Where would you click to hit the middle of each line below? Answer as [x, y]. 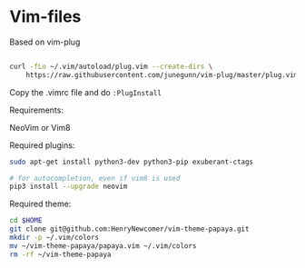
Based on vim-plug [45, 42]
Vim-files [45, 17]
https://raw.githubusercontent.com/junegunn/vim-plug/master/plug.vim [162, 74]
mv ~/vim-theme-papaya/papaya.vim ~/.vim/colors [103, 246]
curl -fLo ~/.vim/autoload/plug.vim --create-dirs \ [111, 66]
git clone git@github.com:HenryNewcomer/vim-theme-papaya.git [129, 229]
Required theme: [40, 204]
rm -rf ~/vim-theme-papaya [60, 254]
